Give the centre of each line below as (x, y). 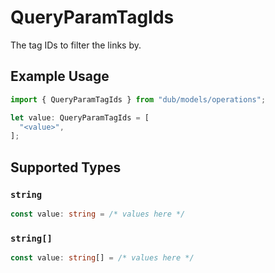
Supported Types (66, 167)
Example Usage (60, 76)
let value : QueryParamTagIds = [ (80, 117)
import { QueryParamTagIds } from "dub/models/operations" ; (138, 99)
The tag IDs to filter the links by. (76, 45)
